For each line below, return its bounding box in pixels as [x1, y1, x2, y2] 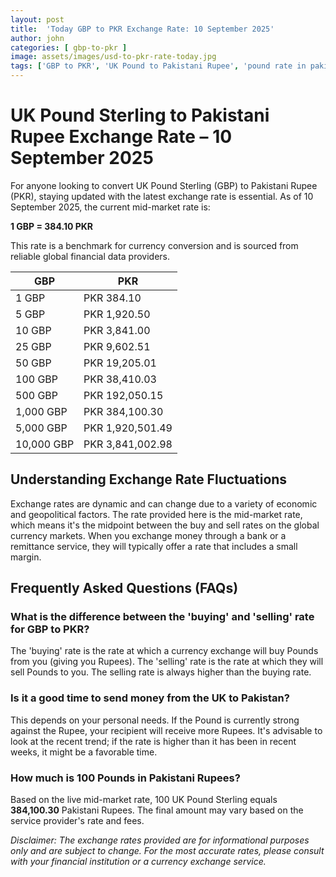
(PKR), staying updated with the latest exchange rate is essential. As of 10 [10, 190, 314, 202]
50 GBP [15, 356, 52, 370]
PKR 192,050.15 [83, 388, 164, 402]
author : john [10, 33, 65, 43]
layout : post [10, 14, 65, 25]
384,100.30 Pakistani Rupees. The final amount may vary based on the [10, 804, 304, 816]
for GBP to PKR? [10, 622, 90, 636]
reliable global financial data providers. [10, 250, 171, 262]
